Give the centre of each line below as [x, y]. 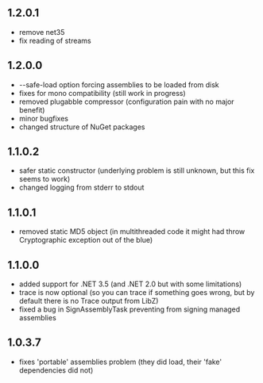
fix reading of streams [55, 40]
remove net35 [42, 32]
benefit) [32, 109]
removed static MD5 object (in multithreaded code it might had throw [132, 232]
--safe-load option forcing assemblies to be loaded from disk [119, 84]
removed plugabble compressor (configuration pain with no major [127, 101]
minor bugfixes [44, 118]
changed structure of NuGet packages [82, 127]
